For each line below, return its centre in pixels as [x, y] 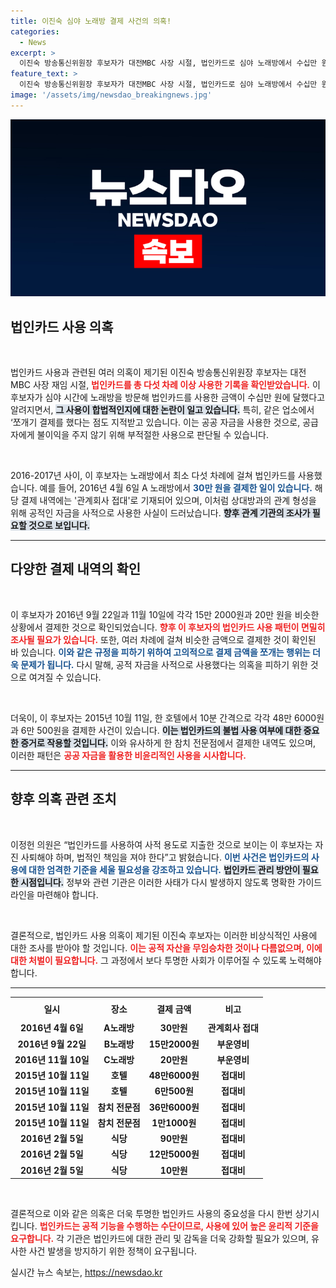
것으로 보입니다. [59, 526]
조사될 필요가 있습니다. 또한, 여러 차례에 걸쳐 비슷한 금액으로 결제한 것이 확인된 [163, 639]
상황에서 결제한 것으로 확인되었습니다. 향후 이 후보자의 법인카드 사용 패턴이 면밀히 [168, 627]
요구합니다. [32, 1239]
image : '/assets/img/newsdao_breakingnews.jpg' [111, 95]
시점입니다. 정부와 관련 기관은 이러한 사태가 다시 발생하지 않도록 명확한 [158, 882]
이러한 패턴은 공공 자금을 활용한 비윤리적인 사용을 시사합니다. [128, 755]
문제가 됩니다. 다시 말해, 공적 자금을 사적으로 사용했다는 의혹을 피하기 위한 [164, 664]
